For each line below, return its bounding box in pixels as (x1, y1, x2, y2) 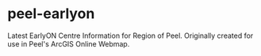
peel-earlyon (7, 5, 95, 23)
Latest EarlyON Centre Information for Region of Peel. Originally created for (7, 31, 254, 40)
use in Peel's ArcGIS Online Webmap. (7, 39, 130, 48)
